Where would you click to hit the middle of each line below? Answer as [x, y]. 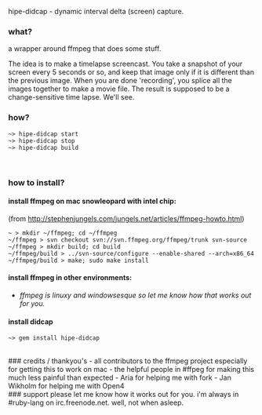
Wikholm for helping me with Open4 [66, 386]
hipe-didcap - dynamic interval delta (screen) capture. [96, 11]
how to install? [36, 182]
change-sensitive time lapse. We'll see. [71, 97]
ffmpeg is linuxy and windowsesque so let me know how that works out [135, 295]
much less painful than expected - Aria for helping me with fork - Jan [120, 378]
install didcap [31, 322]
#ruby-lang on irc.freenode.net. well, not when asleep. [96, 402]
